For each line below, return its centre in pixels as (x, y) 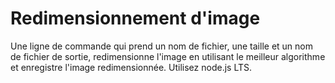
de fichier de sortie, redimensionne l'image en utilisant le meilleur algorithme (168, 56)
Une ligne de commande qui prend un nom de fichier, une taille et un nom (161, 46)
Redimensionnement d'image (135, 18)
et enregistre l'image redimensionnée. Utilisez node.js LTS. (131, 67)
